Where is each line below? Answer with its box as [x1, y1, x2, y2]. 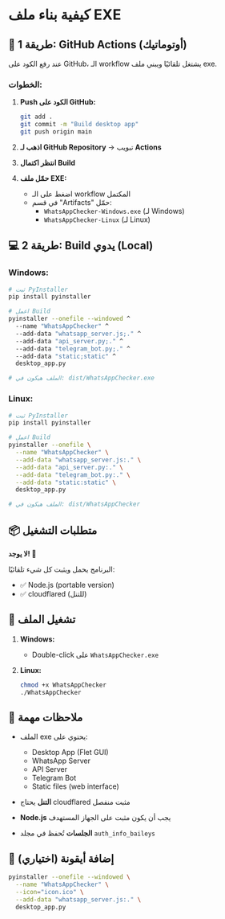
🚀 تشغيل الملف [8, 613, 76, 626]
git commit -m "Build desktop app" [19, 121, 139, 129]
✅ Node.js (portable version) [19, 580, 115, 589]
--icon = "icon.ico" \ [15, 888, 84, 896]
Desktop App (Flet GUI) [31, 748, 110, 757]
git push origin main [19, 128, 92, 136]
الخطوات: [8, 79, 42, 90]
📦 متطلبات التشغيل [8, 523, 98, 537]
